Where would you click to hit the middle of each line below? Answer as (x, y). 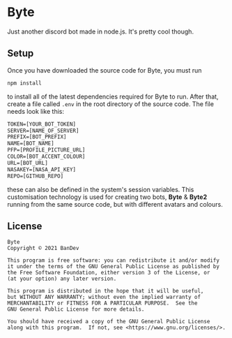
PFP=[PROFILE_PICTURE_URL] (46, 150)
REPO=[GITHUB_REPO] (36, 176)
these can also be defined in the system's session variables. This (101, 189)
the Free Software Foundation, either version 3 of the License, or (109, 273)
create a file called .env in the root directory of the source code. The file (111, 104)
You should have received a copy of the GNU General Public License (109, 322)
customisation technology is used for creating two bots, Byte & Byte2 (107, 197)
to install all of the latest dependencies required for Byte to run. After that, (113, 96)
